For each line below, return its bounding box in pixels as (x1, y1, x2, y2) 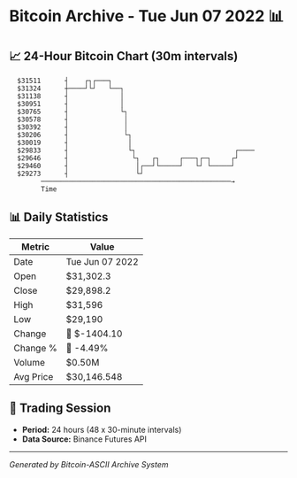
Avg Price (13, 370, 54, 382)
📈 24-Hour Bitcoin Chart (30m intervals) (9, 49, 239, 64)
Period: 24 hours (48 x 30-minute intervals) (21, 424, 182, 435)
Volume (13, 356, 46, 368)
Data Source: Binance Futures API (21, 434, 148, 444)
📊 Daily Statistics (9, 210, 109, 225)
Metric (21, 240, 50, 252)
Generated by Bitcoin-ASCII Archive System (9, 459, 169, 469)
